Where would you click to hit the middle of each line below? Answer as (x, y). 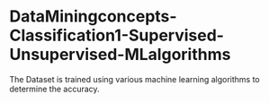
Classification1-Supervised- (117, 35)
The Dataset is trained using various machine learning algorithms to (135, 79)
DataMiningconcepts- (93, 17)
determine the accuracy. (55, 89)
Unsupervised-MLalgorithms (120, 55)
